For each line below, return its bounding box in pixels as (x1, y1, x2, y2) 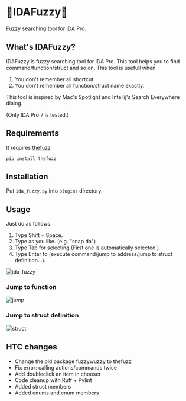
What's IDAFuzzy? (6, 42, 76, 52)
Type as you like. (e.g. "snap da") (14, 238, 96, 245)
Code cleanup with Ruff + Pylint (14, 376, 93, 384)
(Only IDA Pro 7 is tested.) (6, 111, 69, 118)
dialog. (6, 100, 23, 107)
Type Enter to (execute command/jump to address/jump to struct (14, 251, 173, 258)
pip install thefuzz (6, 155, 57, 162)
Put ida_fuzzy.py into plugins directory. (6, 187, 103, 194)
